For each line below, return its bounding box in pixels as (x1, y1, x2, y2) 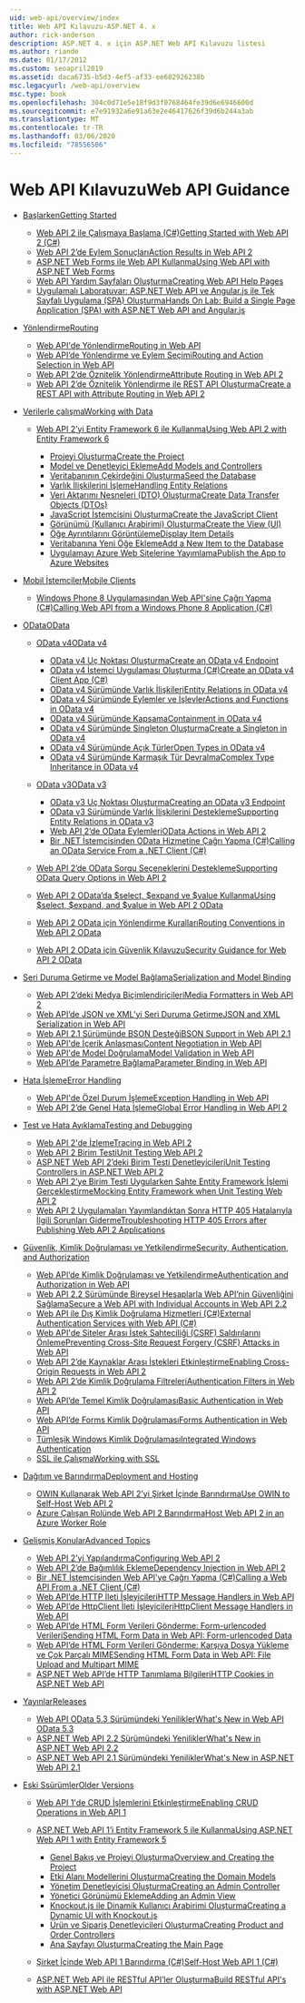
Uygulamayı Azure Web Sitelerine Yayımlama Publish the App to (49, 547, 286, 558)
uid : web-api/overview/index (9, 13, 120, 23)
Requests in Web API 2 (61, 1366, 147, 1377)
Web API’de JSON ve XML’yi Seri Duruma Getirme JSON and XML (35, 1008, 280, 1019)
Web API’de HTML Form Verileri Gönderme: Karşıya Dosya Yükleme (35, 1639, 290, 1650)
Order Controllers (49, 1928, 115, 1939)
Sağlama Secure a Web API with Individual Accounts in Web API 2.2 (35, 1298, 288, 1309)
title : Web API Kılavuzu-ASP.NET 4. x (9, 22, 156, 31)
